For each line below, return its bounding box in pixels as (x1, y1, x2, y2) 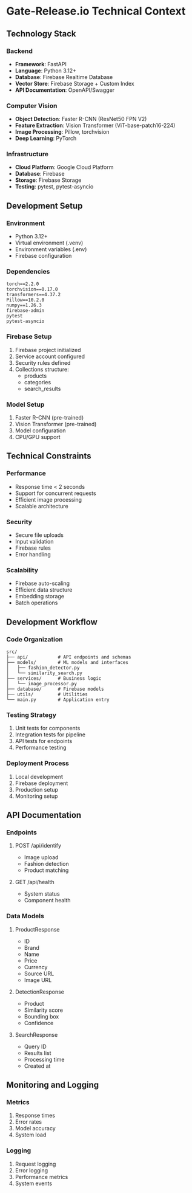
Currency (24, 963, 48, 970)
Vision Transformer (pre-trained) (15, 421, 97, 428)
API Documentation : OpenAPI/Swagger (15, 86, 115, 94)
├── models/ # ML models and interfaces (6, 660, 129, 666)
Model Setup (6, 400, 45, 409)
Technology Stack (6, 29, 76, 39)
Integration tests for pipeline (15, 731, 86, 738)
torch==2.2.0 (6, 281, 39, 287)
